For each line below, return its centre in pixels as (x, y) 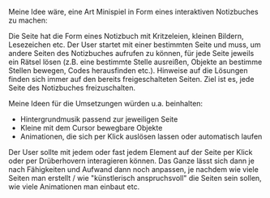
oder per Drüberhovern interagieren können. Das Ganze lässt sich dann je (132, 161)
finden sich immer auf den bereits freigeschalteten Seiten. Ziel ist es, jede (131, 79)
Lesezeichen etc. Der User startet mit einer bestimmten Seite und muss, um (135, 45)
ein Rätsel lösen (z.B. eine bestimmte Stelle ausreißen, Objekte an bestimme (135, 62)
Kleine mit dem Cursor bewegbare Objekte (91, 128)
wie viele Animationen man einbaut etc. (74, 187)
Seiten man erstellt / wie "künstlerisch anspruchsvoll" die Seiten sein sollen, (135, 178)
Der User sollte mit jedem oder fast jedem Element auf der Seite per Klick (131, 152)
